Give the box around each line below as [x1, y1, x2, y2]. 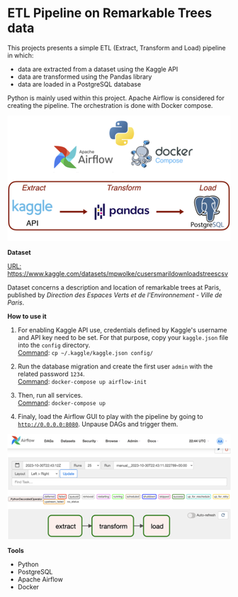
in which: [7, 51, 34, 60]
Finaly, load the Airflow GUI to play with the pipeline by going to [17, 412, 203, 421]
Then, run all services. [17, 391, 83, 400]
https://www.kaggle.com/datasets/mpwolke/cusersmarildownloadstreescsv [7, 270, 228, 278]
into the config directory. [17, 341, 91, 349]
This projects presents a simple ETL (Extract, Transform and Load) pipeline [7, 43, 227, 52]
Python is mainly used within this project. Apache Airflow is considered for [7, 94, 225, 102]
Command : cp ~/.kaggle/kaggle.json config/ [17, 349, 154, 357]
